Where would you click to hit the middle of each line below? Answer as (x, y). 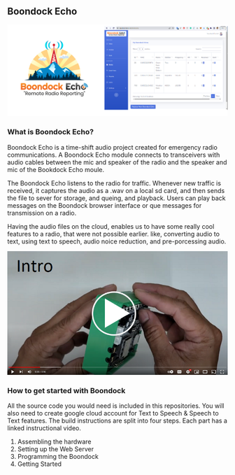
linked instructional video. (44, 428)
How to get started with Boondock (66, 390)
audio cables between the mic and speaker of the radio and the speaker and (117, 162)
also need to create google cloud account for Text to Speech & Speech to (113, 413)
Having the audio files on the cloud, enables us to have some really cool (111, 226)
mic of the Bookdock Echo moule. (56, 169)
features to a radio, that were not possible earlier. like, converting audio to (114, 234)
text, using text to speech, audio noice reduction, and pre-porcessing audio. (117, 241)
